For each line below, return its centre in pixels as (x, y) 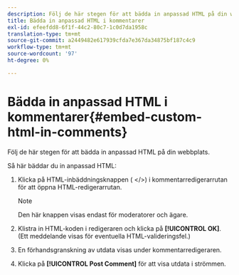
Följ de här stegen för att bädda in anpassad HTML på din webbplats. (108, 152)
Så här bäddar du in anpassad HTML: (62, 165)
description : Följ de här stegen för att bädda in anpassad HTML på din (117, 14)
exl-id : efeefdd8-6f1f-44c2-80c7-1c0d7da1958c (78, 27)
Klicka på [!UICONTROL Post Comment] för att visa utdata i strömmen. (122, 264)
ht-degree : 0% (28, 61)
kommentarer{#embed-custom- (105, 116)
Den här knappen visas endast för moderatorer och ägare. (103, 214)
